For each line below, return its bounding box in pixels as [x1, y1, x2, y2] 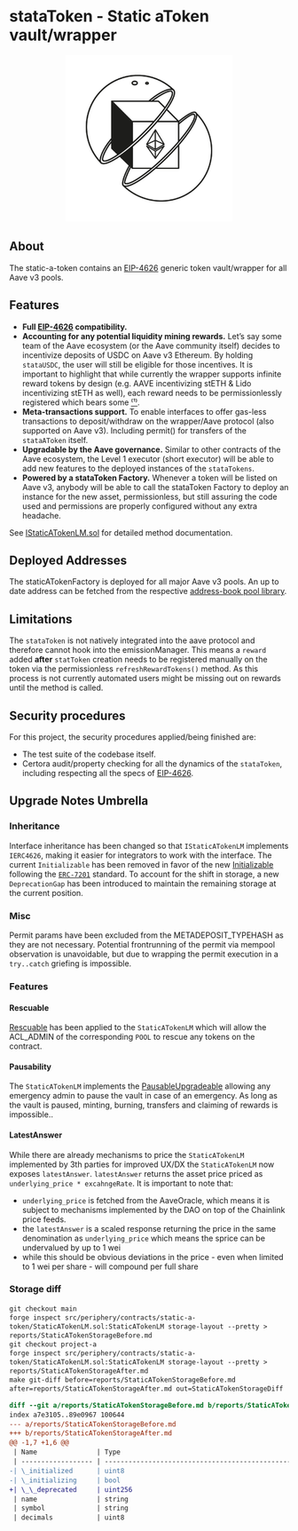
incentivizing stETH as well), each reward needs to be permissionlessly [21, 387, 282, 398]
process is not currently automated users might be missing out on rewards [9, 673, 281, 684]
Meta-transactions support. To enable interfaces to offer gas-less [21, 406, 267, 416]
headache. [21, 510, 62, 520]
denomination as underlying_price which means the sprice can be [21, 1233, 266, 1243]
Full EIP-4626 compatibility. [21, 321, 128, 332]
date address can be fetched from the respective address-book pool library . [9, 586, 287, 597]
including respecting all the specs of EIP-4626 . [21, 768, 193, 778]
